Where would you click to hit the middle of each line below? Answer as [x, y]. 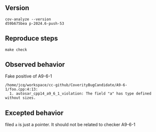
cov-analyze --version [28, 19]
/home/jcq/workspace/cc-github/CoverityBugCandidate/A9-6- [66, 85]
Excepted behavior [34, 113]
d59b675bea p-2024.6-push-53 [35, 23]
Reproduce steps [32, 38]
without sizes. [20, 98]
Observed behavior [35, 65]
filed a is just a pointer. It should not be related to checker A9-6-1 [70, 125]
